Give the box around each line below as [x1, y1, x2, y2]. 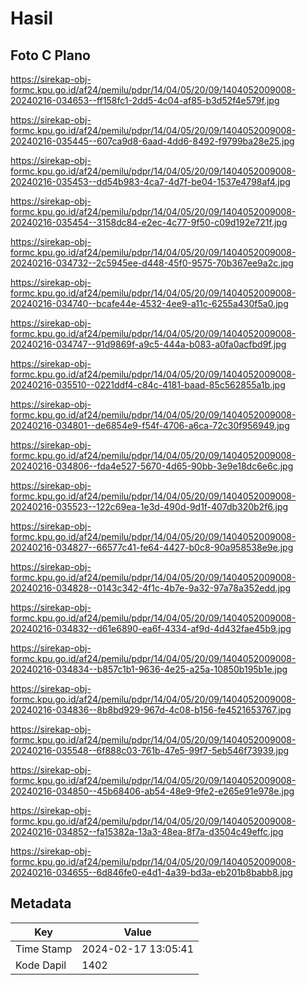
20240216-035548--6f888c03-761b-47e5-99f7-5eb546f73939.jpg [10, 745, 290, 756]
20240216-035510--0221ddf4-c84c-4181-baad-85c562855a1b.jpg [10, 379, 286, 391]
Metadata [10, 895, 72, 912]
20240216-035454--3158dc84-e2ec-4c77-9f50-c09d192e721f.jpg [10, 217, 288, 228]
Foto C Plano [10, 47, 91, 64]
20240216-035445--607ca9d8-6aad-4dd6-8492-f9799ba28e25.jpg [10, 135, 295, 147]
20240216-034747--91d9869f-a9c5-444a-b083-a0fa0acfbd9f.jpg [10, 338, 287, 350]
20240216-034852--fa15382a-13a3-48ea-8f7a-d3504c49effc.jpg [10, 826, 284, 837]
